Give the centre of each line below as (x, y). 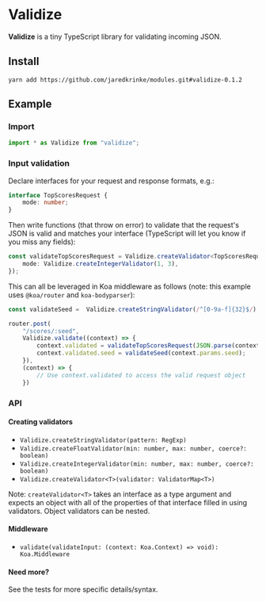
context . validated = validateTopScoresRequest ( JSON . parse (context (148, 346)
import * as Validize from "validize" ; (74, 143)
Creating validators (41, 422)
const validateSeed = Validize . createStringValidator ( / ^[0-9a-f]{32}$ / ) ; (134, 309)
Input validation (39, 163)
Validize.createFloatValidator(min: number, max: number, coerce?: (133, 449)
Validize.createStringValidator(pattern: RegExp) (103, 440)
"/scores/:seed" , (51, 331)
